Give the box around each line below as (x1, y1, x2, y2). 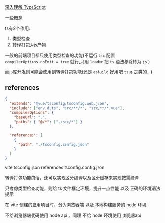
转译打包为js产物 (12, 42, 46, 48)
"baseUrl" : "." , (14, 115, 48, 120)
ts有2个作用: (5, 25, 31, 31)
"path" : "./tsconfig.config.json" (18, 142, 90, 147)
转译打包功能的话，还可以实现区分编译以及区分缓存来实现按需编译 (5, 175, 139, 181)
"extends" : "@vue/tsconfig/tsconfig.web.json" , (9, 101, 109, 106)
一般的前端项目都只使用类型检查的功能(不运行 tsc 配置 (5, 52, 115, 58)
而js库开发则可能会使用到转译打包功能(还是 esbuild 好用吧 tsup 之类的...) (5, 69, 153, 75)
